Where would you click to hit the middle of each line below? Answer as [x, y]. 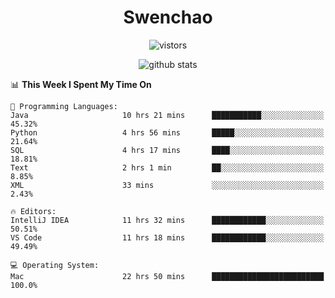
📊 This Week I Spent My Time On [81, 84]
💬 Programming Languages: [64, 106]
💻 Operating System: [55, 265]
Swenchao [168, 17]
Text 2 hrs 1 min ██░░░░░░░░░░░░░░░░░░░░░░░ [167, 167]
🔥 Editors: [33, 211]
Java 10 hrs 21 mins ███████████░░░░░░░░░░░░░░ [167, 115]
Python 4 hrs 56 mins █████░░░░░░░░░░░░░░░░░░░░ [167, 132]
